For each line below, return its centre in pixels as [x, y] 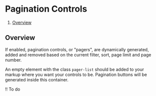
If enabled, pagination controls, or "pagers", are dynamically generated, [77, 49]
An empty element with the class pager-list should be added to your [75, 69]
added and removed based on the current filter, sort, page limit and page [78, 55]
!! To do [13, 89]
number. [13, 60]
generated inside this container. [37, 79]
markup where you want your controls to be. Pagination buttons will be [76, 75]
